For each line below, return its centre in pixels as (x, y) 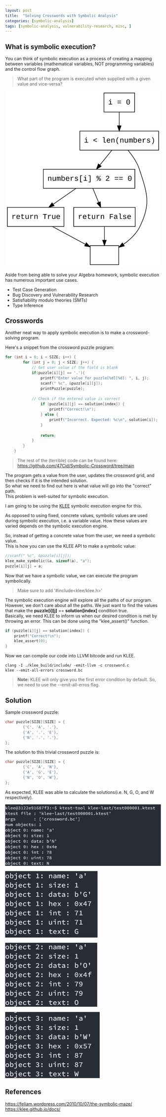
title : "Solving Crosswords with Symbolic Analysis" (62, 16)
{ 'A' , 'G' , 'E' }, (41, 773)
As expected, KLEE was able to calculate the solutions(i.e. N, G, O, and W (80, 792)
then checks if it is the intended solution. (46, 481)
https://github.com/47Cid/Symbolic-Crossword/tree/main (76, 466)
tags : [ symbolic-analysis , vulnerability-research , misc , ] (68, 26)
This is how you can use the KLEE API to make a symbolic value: (70, 546)
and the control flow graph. (33, 69)
